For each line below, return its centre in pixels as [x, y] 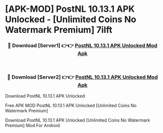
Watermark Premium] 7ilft [59, 30]
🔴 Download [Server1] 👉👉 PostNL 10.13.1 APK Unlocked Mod [82, 46]
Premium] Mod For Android [33, 125]
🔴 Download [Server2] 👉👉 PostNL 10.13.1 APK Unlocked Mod [82, 77]
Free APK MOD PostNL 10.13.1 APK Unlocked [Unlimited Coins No [71, 105]
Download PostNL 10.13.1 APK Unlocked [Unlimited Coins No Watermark [78, 120]
